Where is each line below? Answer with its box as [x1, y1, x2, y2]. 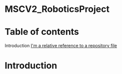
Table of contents [4, 26, 79, 38]
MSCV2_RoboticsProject [4, 3, 110, 15]
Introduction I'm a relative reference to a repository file [4, 43, 117, 49]
